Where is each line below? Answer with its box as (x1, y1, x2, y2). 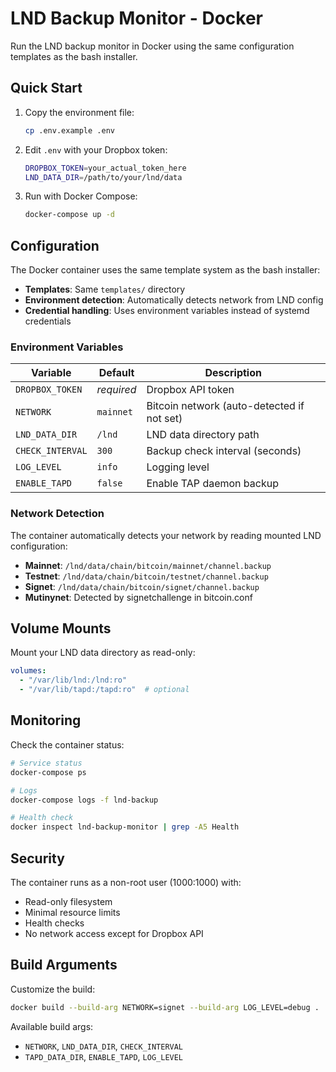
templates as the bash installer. (10, 50, 138, 62)
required (96, 383, 137, 397)
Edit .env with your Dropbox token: (24, 143, 168, 156)
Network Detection (10, 507, 105, 521)
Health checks (24, 917, 85, 929)
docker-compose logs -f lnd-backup (10, 795, 159, 805)
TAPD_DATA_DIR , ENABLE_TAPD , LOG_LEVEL (24, 1050, 184, 1062)
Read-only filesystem (24, 895, 113, 907)
